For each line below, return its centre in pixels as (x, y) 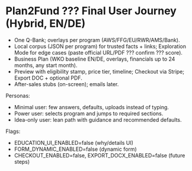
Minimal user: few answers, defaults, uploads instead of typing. (92, 107)
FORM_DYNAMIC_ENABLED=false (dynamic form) (75, 149)
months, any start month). (46, 65)
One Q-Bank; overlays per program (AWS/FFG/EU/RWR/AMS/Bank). (97, 40)
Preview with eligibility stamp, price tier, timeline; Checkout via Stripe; (99, 71)
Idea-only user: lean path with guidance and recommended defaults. (98, 119)
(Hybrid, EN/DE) (46, 23)
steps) (22, 161)
